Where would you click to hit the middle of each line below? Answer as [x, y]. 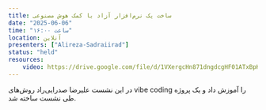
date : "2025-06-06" [40, 23]
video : [33, 67]
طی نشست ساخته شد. [42, 98]
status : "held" [33, 52]
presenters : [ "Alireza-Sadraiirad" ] [68, 45]
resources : [26, 60]
